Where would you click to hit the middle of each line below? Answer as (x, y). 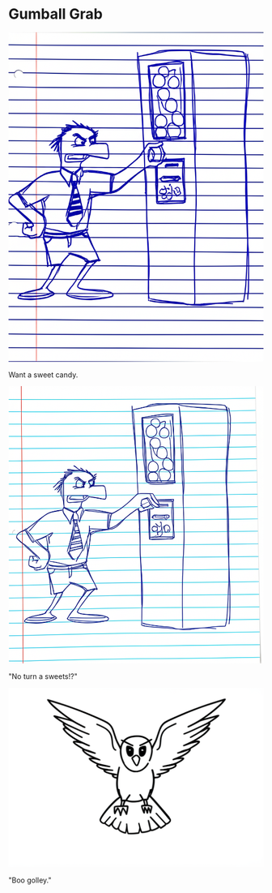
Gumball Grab (55, 14)
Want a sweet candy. (43, 375)
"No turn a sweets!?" (43, 676)
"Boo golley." (30, 880)
